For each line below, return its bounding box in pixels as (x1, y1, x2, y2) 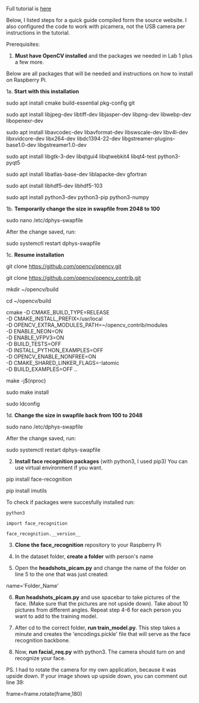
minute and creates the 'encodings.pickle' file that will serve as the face (14, 631, 191, 638)
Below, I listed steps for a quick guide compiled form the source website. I (6, 17, 187, 23)
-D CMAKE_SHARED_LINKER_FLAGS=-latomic (6, 360, 120, 366)
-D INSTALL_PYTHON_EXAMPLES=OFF (6, 347, 104, 354)
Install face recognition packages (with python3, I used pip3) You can (14, 458, 188, 465)
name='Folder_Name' (6, 582, 59, 589)
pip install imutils (6, 487, 48, 494)
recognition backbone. (14, 637, 70, 644)
